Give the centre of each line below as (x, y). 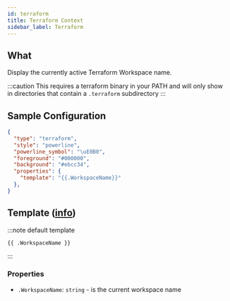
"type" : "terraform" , (46, 138)
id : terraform (28, 14)
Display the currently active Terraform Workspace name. (90, 73)
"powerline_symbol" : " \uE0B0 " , (60, 152)
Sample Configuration (57, 116)
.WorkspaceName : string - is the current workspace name (99, 289)
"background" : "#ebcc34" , (52, 165)
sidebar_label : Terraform (45, 27)
